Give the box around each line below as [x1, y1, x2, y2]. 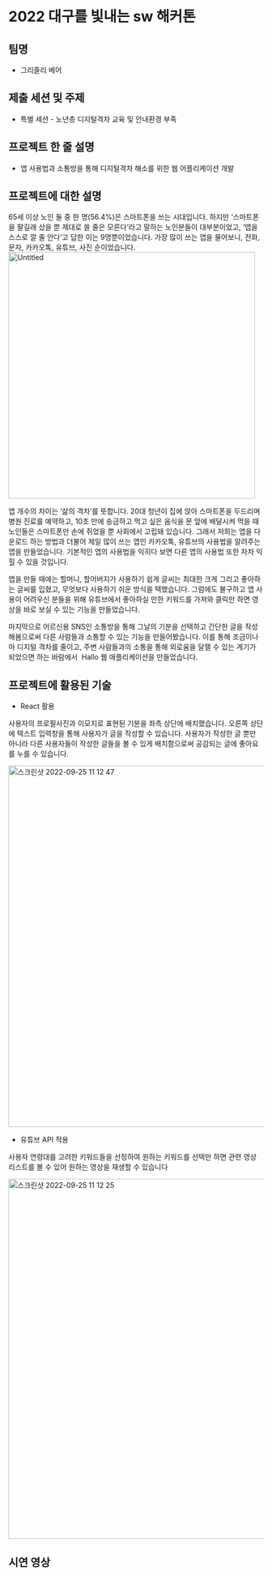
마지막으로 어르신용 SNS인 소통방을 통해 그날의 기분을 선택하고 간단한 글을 [8, 621, 244, 632]
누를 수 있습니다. [16, 749, 69, 758]
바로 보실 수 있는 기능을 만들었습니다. [23, 604, 140, 614]
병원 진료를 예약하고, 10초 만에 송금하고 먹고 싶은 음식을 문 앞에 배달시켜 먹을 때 [8, 516, 259, 527]
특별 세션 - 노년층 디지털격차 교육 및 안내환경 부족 [19, 114, 177, 124]
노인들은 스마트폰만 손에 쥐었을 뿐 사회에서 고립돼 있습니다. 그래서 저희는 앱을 [8, 527, 253, 536]
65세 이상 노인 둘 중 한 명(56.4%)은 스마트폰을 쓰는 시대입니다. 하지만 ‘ [8, 212, 233, 222]
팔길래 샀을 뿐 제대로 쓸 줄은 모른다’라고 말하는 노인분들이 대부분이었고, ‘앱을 [16, 222, 258, 232]
